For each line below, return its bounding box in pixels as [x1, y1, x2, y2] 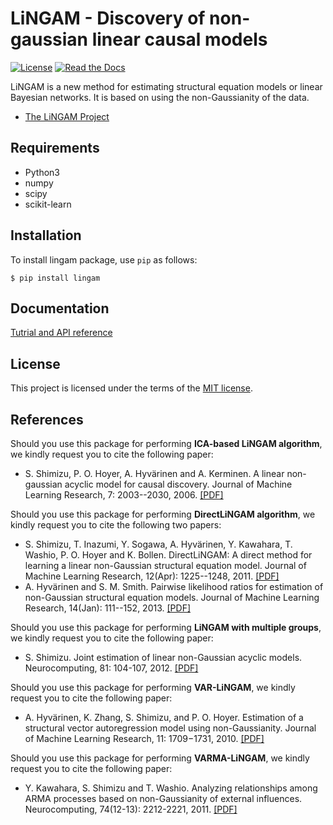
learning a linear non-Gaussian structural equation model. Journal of [24, 560, 307, 571]
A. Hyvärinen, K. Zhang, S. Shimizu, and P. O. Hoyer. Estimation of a [24, 712, 304, 723]
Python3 [24, 166, 60, 178]
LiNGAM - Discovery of [10, 7, 206, 30]
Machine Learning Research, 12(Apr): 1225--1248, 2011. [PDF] [24, 570, 280, 582]
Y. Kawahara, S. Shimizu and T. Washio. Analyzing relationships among [24, 782, 318, 794]
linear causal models [91, 28, 268, 51]
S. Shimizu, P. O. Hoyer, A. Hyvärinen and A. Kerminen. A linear [24, 468, 285, 479]
